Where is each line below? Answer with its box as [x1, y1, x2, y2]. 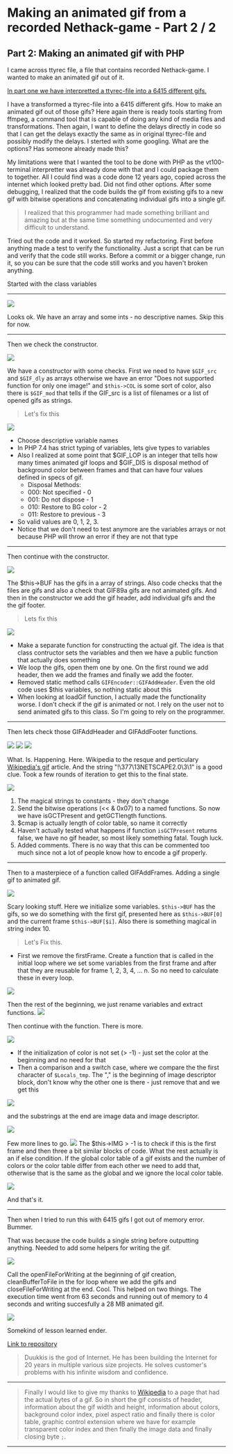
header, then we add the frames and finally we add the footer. [17, 671, 194, 679]
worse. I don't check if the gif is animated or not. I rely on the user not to [17, 701, 224, 708]
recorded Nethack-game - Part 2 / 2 [7, 19, 216, 35]
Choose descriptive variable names [17, 436, 119, 445]
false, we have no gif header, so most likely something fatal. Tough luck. [17, 833, 224, 842]
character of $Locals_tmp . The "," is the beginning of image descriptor [17, 1071, 216, 1079]
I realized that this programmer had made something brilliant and [24, 209, 209, 216]
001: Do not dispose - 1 [27, 495, 94, 504]
